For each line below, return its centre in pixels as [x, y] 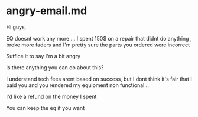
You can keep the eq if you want [45, 108]
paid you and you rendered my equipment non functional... [78, 85]
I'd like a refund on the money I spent [51, 96]
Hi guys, [16, 27]
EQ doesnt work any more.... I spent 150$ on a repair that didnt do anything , [99, 38]
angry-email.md [47, 11]
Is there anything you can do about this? [55, 67]
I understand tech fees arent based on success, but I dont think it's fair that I [99, 79]
